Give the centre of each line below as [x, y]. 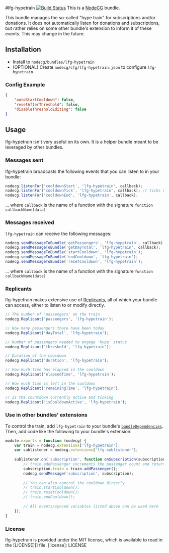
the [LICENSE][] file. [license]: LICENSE [46, 545]
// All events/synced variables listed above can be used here [91, 506]
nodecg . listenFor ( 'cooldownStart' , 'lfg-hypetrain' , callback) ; [74, 186]
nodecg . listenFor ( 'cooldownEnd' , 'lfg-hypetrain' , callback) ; [72, 195]
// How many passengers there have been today [55, 328]
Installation [23, 50]
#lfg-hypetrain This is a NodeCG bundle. [63, 8]
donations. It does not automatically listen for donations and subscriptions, [82, 23]
